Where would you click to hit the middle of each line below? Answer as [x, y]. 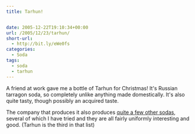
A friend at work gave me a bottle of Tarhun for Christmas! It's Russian [92, 88]
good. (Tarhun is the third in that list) [51, 125]
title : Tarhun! [25, 12]
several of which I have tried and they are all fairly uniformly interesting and [98, 118]
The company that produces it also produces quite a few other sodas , [91, 112]
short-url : [19, 38]
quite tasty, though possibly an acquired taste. [63, 100]
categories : [21, 50]
